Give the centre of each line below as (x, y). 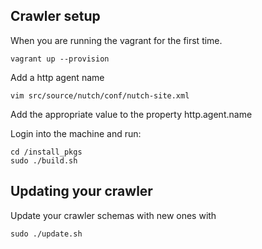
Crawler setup (55, 16)
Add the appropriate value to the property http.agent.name (131, 114)
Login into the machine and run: (76, 133)
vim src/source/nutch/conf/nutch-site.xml (100, 95)
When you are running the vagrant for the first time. (116, 40)
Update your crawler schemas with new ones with (113, 215)
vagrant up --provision (60, 59)
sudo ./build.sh (44, 160)
